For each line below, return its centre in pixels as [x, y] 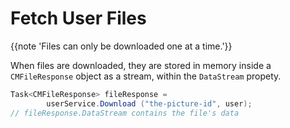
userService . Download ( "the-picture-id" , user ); [149, 103]
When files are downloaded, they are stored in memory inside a [141, 65]
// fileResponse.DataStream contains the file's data [125, 113]
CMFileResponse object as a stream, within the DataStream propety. [146, 76]
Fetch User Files [78, 18]
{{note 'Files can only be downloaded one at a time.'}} [121, 46]
